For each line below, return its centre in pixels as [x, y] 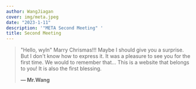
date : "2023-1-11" [28, 22]
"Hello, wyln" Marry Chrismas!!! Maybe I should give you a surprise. [102, 50]
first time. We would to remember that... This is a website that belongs [105, 63]
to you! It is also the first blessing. [61, 69]
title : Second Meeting [34, 33]
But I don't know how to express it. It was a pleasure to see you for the [105, 56]
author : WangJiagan [30, 11]
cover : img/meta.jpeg [32, 17]
